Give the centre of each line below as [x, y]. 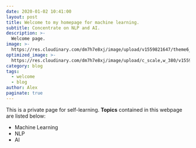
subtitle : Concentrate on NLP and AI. [53, 28]
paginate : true [24, 93]
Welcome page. [28, 39]
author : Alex [22, 88]
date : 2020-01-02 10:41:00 [39, 11]
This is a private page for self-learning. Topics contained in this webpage [94, 109]
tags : [13, 71]
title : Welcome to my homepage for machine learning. [73, 22]
